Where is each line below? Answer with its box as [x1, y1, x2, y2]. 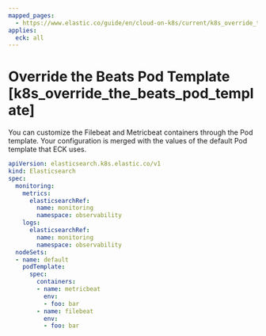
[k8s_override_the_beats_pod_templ [8, 85, 254, 103]
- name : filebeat [36, 307, 93, 315]
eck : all [15, 33, 44, 42]
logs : [22, 219, 41, 227]
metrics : [22, 189, 51, 197]
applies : [8, 26, 37, 34]
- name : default [15, 255, 69, 264]
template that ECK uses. [8, 144, 87, 155]
